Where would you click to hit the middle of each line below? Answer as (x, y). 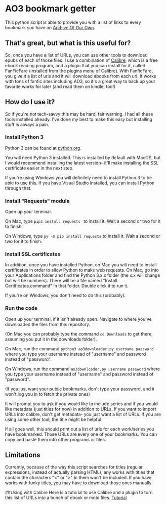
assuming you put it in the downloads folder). (51, 339)
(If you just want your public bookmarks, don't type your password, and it (80, 389)
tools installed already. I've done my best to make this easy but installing (79, 119)
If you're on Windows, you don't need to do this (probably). (65, 295)
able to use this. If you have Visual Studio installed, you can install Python (80, 183)
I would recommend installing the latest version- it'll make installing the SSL (82, 163)
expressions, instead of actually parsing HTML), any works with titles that (80, 472)
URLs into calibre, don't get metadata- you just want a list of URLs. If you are (83, 414)
